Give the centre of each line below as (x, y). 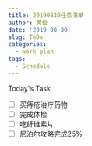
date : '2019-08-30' (40, 30)
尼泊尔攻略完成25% (51, 134)
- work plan (35, 52)
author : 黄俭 (28, 23)
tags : (17, 59)
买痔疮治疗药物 (43, 104)
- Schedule (33, 66)
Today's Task (29, 88)
